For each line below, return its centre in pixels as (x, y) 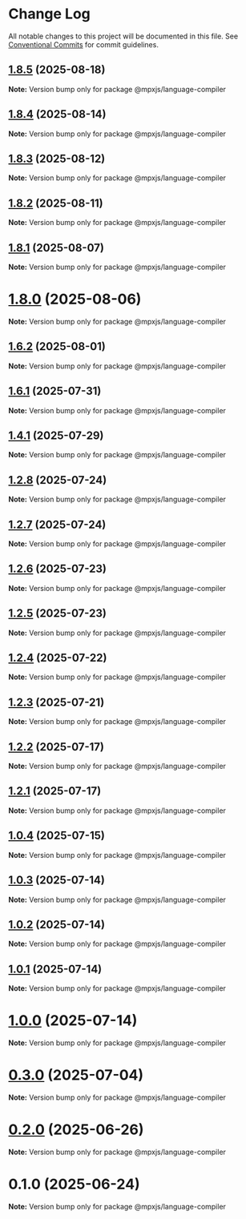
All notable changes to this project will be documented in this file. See (123, 36)
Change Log (49, 14)
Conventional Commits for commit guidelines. (83, 44)
